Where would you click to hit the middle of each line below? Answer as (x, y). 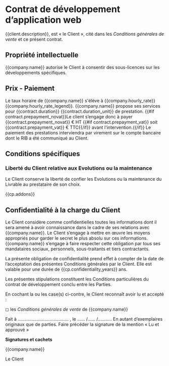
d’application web (43, 20)
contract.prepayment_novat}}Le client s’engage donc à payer (69, 116)
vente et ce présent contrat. (34, 39)
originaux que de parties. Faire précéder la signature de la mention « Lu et (82, 324)
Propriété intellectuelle (42, 55)
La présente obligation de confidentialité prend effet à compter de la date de (84, 259)
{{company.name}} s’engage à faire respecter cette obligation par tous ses (83, 244)
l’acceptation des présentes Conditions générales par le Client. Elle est (79, 264)
